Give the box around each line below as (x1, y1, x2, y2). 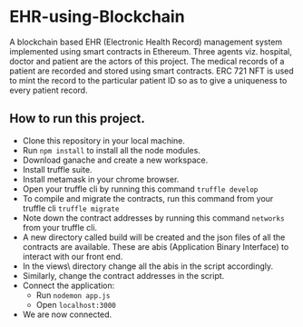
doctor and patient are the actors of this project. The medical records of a (9, 55, 285, 66)
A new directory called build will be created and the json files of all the (22, 232, 286, 243)
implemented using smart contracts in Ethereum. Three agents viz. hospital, (9, 45, 293, 56)
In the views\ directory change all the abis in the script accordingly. (22, 261, 274, 272)
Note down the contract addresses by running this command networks (22, 212, 285, 223)
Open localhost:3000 (35, 299, 116, 310)
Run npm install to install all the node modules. (22, 144, 201, 155)
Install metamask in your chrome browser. (22, 173, 180, 184)
